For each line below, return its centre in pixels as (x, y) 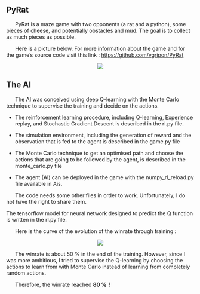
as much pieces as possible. (41, 37)
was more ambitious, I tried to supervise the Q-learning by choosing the (95, 260)
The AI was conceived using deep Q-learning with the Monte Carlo (97, 99)
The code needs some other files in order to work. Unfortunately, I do (100, 195)
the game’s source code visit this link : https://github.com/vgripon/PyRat (95, 55)
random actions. (26, 273)
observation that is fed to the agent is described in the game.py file (97, 141)
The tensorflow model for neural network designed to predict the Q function (99, 213)
